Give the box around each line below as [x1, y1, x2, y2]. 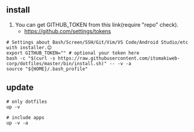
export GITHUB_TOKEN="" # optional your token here [6, 50, 139, 56]
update [6, 82, 34, 93]
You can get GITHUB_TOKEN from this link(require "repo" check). [15, 21, 179, 28]
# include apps [6, 114, 45, 120]
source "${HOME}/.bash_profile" [6, 66, 88, 72]
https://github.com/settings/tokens [24, 27, 111, 35]
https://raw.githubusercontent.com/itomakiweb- [58, 55, 181, 61]
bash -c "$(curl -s [6, 55, 56, 61]
